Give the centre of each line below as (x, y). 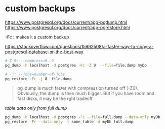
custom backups (40, 9)
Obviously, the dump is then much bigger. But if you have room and (86, 94)
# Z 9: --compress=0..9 (30, 61)
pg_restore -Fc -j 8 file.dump (38, 79)
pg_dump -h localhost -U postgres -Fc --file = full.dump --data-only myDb (83, 117)
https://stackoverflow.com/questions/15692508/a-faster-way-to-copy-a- (80, 46)
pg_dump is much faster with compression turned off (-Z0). (78, 88)
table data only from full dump (36, 108)
